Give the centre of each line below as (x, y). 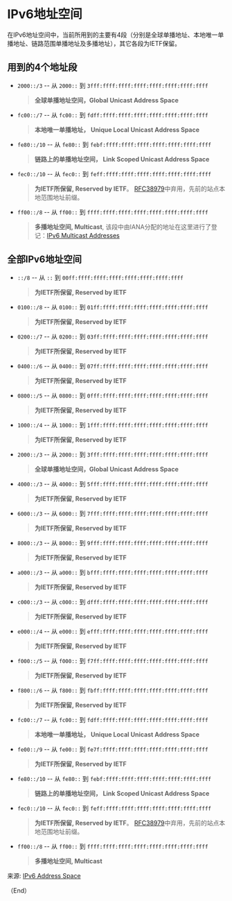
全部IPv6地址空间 (44, 260)
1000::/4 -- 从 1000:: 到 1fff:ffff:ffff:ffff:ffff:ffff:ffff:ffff (113, 424)
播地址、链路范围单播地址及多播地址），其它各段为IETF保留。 (94, 43)
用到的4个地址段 (42, 68)
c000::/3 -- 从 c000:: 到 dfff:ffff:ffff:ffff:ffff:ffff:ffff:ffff (113, 601)
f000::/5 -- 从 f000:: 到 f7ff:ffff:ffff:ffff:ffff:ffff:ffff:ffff (113, 660)
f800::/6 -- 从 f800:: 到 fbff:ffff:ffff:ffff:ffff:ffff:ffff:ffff (113, 690)
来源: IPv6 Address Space (44, 875)
